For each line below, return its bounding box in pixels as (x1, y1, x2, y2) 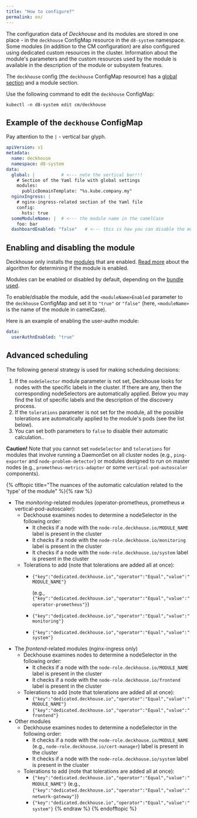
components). (6, 470, 40, 477)
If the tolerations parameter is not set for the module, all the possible (14, 409, 184, 416)
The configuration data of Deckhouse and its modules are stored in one (6, 30, 179, 37)
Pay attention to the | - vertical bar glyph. (6, 133, 107, 140)
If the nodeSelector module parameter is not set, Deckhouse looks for (14, 377, 183, 385)
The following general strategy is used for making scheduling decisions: (6, 366, 180, 373)
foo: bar (16, 221, 38, 227)
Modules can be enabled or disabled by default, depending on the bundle (6, 276, 184, 283)
